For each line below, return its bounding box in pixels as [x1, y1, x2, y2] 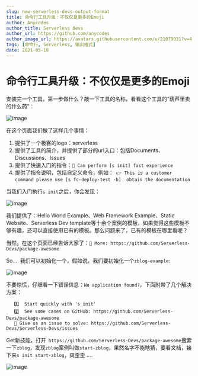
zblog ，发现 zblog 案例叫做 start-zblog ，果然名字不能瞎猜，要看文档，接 [17, 344, 192, 351]
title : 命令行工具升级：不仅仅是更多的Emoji [6, 14, 105, 20]
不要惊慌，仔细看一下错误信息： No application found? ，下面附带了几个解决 [6, 281, 192, 288]
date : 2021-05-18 [6, 47, 49, 53]
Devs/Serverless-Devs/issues [6, 325, 78, 332]
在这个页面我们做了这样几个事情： [6, 127, 90, 134]
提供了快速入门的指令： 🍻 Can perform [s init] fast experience [14, 161, 173, 169]
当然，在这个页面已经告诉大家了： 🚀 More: [6, 239, 108, 246]
